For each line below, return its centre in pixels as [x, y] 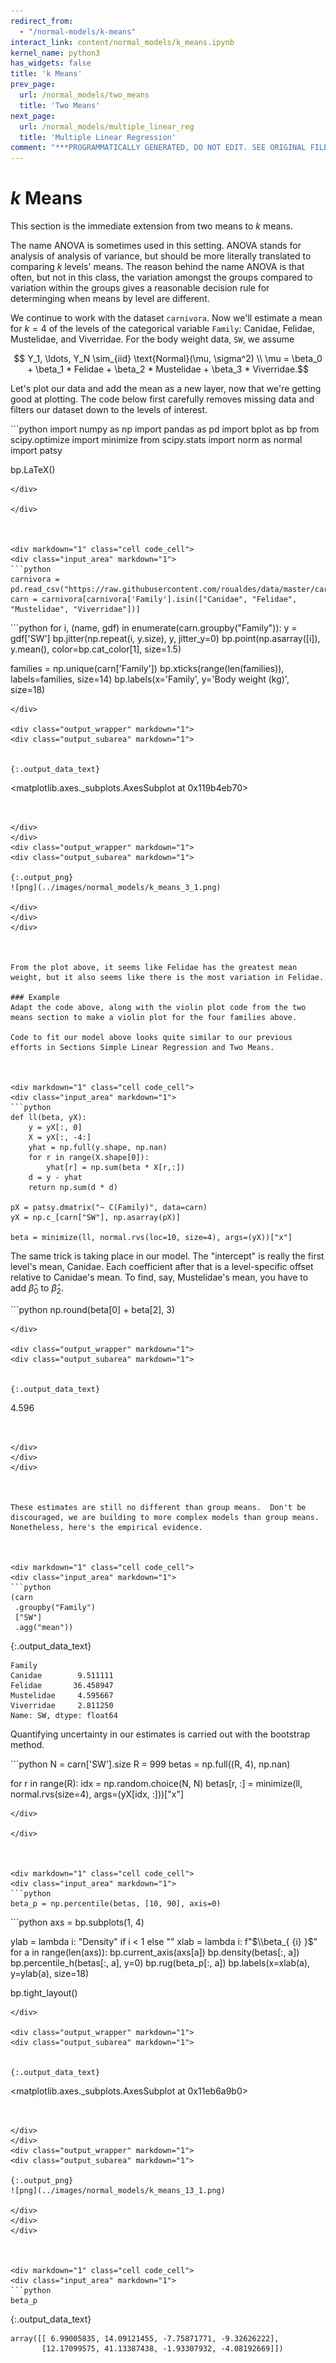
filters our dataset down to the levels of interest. [109, 410]
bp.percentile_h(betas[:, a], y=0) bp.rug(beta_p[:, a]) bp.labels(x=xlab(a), [160, 1962]
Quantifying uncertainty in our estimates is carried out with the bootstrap [160, 1734]
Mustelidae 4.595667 [62, 1695]
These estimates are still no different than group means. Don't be [158, 1507]
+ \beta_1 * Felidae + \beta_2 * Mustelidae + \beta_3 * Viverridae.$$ [168, 369]
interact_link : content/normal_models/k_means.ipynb [122, 42]
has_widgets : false [51, 63]
